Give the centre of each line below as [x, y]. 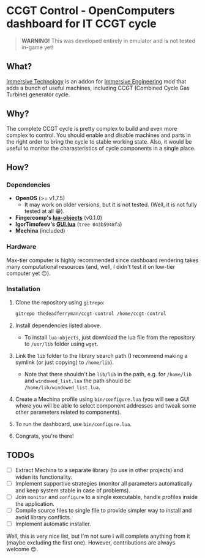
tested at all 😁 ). [44, 211]
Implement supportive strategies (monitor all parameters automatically [104, 483]
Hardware [21, 247]
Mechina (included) [40, 231]
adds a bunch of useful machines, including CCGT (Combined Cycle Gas [98, 88]
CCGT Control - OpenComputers [91, 11]
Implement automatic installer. [53, 524]
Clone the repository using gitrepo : [60, 302]
